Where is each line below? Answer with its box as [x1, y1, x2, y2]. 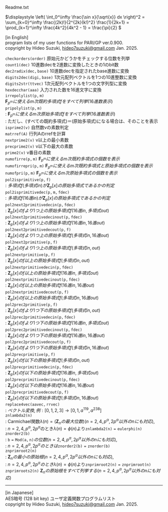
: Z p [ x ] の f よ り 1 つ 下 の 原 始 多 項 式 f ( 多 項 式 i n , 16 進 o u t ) [5, 345, 109, 352]
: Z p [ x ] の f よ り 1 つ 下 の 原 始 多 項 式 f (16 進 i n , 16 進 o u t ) [5, 332, 105, 339]
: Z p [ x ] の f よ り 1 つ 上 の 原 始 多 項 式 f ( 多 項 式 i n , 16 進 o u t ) [5, 232, 109, 239]
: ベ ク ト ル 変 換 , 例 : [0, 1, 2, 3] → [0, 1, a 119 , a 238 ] [5, 407, 101, 413]
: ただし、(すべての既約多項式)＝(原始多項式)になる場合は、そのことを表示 [5, 118, 158, 124]
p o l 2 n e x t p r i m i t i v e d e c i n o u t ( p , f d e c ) [5, 277, 80, 283]
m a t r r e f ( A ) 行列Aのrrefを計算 [5, 131, 66, 137]
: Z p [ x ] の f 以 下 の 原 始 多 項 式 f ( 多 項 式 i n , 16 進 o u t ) [5, 395, 99, 402]
